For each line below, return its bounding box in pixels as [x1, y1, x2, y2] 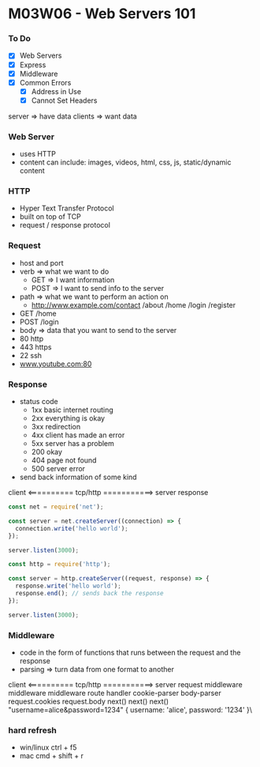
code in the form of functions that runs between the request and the [19, 648, 241, 657]
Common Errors [19, 77, 72, 87]
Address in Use [31, 86, 81, 96]
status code [19, 397, 59, 406]
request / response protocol [19, 221, 110, 230]
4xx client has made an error [31, 430, 125, 440]
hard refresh [8, 724, 58, 735]
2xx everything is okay [31, 414, 105, 423]
